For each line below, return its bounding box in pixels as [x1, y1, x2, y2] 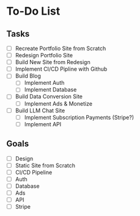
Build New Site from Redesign [15, 59, 90, 66]
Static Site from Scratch [15, 162, 75, 169]
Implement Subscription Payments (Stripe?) [24, 113, 134, 121]
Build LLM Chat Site [15, 107, 65, 114]
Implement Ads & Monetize [24, 99, 93, 107]
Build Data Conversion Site [15, 93, 83, 100]
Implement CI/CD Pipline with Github [15, 65, 108, 73]
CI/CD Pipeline [15, 168, 53, 176]
